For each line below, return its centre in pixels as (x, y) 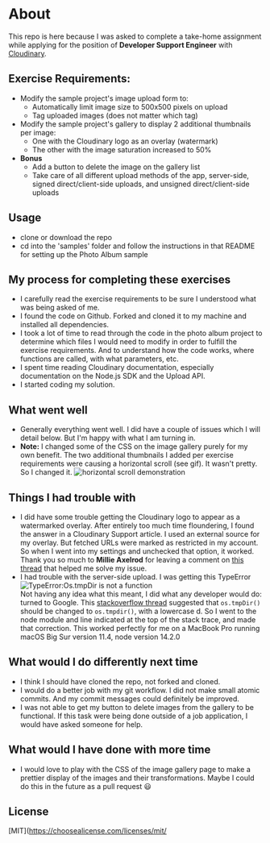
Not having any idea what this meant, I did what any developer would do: (141, 594)
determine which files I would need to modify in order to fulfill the (129, 342)
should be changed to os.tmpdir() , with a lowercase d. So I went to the (138, 611)
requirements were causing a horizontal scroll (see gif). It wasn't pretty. (139, 463)
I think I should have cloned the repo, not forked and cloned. (120, 681)
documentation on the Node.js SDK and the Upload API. (112, 376)
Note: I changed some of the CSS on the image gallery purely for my (134, 446)
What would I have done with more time (110, 750)
